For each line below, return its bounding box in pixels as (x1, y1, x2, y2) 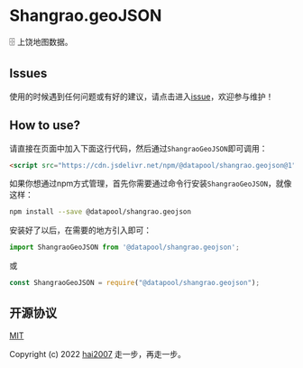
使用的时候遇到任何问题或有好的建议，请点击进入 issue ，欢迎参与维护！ (9, 91, 274, 102)
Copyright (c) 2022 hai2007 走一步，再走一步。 (9, 348, 187, 359)
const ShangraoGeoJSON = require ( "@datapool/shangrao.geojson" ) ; (9, 279, 260, 288)
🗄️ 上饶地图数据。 (9, 36, 73, 47)
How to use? (9, 118, 81, 133)
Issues (9, 66, 48, 81)
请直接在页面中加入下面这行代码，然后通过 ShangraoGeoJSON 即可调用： (9, 143, 268, 153)
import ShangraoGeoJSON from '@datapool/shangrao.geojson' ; (9, 243, 241, 253)
